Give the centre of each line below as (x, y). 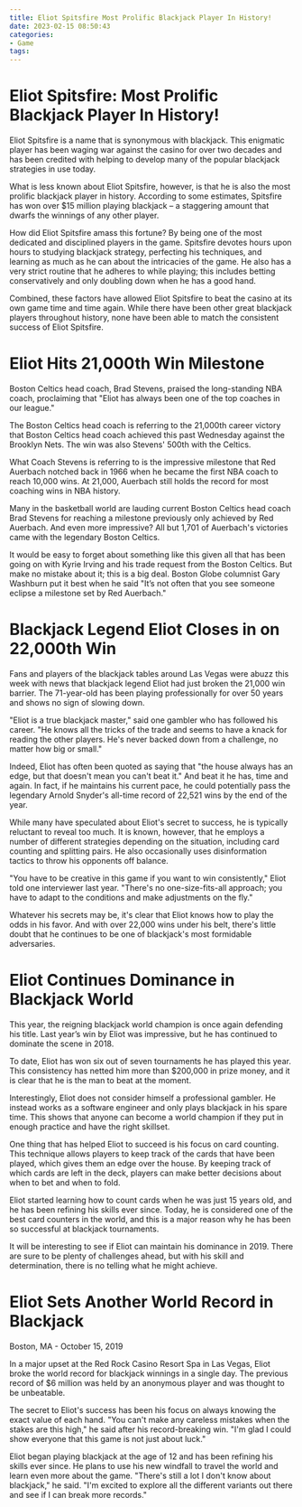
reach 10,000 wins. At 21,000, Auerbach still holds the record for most (139, 481)
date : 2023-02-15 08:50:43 (60, 26)
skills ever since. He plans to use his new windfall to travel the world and (144, 1465)
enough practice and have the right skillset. (90, 1127)
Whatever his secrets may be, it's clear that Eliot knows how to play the (142, 914)
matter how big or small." (56, 749)
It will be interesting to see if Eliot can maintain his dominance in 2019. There (151, 1246)
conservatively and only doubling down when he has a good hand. (133, 281)
